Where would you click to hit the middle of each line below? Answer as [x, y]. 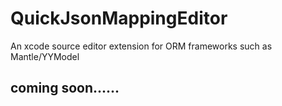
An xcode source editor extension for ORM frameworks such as [141, 46]
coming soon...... [65, 88]
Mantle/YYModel [45, 56]
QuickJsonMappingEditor [119, 18]
